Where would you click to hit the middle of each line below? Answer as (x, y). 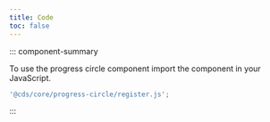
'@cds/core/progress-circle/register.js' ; (89, 94)
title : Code (31, 17)
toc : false (30, 26)
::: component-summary (54, 51)
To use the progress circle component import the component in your (135, 69)
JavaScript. (30, 77)
